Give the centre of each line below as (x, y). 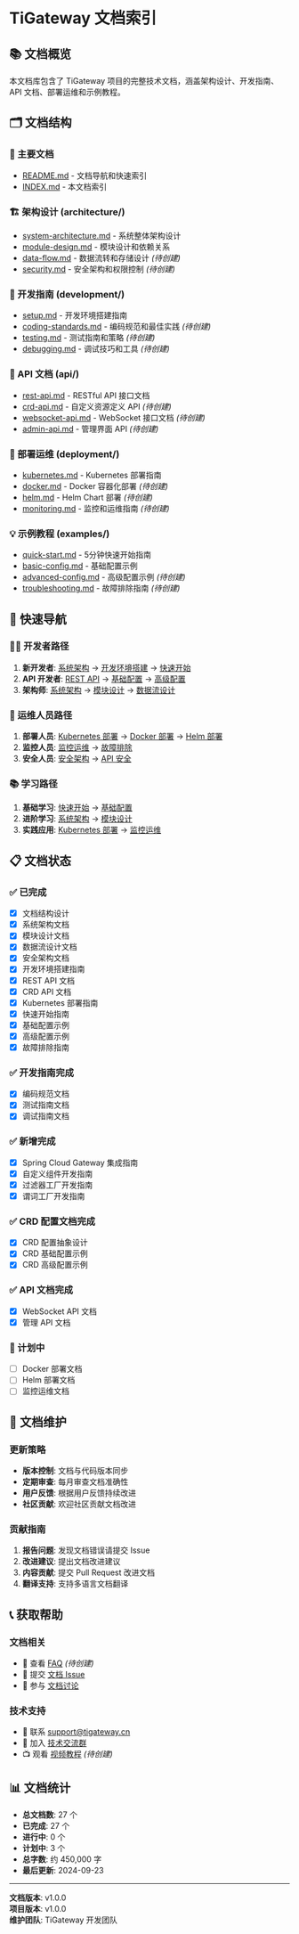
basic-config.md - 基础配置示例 (80, 566)
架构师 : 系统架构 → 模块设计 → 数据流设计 (99, 690)
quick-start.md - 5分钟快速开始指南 (86, 555)
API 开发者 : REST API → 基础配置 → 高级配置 (104, 679)
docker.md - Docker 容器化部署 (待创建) (95, 486)
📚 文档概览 (40, 54)
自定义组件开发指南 (57, 1173)
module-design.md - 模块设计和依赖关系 (96, 247)
